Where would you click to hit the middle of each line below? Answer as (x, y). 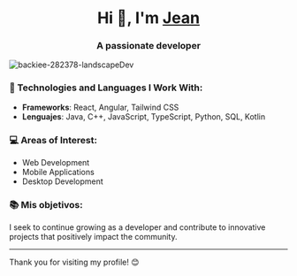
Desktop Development (62, 181)
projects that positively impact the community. (94, 237)
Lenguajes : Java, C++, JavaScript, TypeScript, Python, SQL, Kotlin (144, 116)
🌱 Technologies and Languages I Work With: (106, 88)
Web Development (56, 163)
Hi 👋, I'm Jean (148, 18)
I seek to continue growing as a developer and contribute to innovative (137, 227)
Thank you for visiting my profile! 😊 (74, 262)
